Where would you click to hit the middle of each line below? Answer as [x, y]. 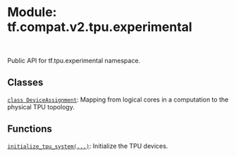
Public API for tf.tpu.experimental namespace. [74, 60]
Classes [25, 82]
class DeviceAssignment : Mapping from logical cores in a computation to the [118, 100]
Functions [30, 129]
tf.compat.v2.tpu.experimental [100, 27]
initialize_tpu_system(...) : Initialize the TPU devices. [88, 146]
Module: [32, 12]
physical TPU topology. [41, 107]
